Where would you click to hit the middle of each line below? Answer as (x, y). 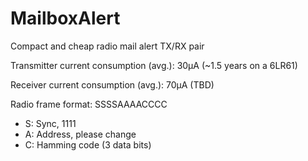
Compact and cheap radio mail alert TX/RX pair (107, 46)
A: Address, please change (80, 134)
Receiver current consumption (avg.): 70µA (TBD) (112, 84)
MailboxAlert (65, 18)
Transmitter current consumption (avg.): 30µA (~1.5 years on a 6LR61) (154, 65)
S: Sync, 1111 (50, 123)
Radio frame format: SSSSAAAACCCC (89, 104)
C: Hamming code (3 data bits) (88, 144)
